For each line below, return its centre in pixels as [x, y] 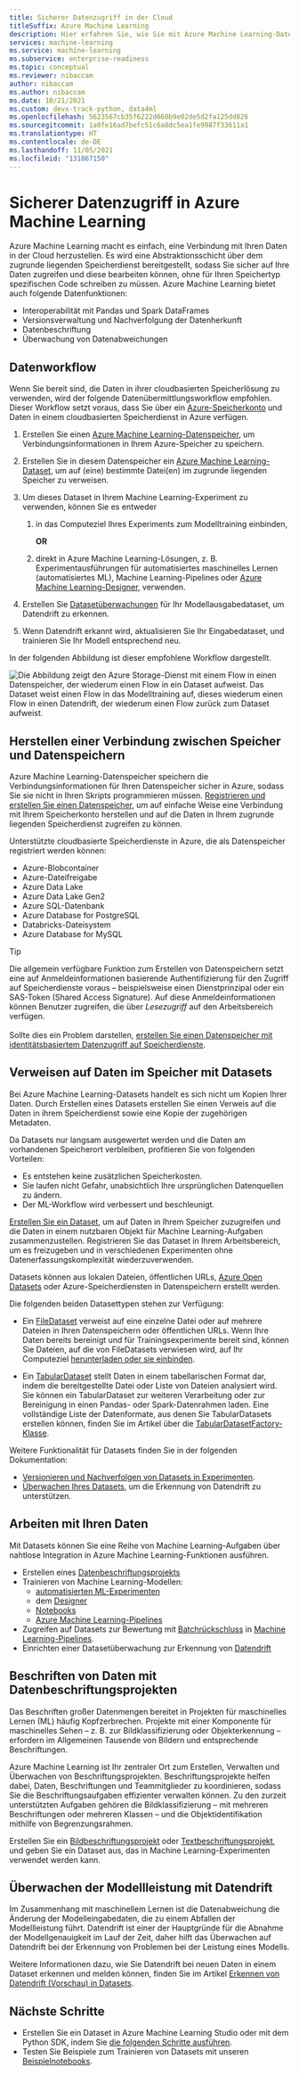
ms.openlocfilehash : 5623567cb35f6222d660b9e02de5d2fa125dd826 [129, 117]
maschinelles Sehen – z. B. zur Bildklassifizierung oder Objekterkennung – [145, 1730]
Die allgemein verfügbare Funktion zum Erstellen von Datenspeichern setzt [146, 969]
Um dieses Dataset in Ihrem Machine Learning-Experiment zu [135, 498]
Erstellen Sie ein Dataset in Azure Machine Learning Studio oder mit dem [155, 2033]
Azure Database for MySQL [72, 935]
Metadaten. [30, 1122]
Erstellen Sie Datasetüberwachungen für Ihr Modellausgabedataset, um [153, 605]
